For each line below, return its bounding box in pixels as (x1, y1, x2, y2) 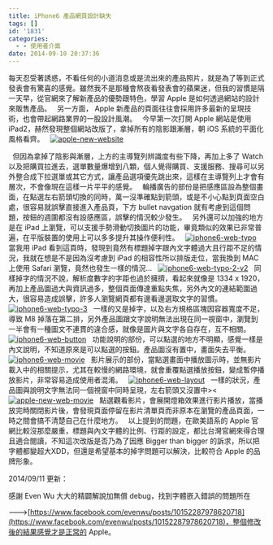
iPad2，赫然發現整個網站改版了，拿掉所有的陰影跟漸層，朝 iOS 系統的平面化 (8, 124, 264, 133)
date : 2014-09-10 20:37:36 (8, 50, 100, 58)
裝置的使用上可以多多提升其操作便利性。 (43, 233, 180, 242)
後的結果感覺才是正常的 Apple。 (8, 527, 116, 537)
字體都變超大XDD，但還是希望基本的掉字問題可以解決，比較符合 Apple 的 (8, 447, 253, 456)
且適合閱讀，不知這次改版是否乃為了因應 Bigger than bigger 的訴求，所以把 (8, 436, 260, 446)
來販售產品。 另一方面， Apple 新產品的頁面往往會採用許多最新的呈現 (8, 103, 245, 113)
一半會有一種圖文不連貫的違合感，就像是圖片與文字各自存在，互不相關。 (8, 325, 250, 334)
